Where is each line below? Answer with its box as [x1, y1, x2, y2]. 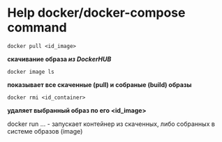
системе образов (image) [7, 127, 83, 135]
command [7, 19, 68, 35]
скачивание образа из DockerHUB [7, 54, 112, 63]
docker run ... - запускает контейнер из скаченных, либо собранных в [7, 120, 215, 128]
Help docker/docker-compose [7, 5, 186, 21]
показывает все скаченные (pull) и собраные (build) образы [7, 80, 192, 88]
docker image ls [7, 68, 54, 75]
